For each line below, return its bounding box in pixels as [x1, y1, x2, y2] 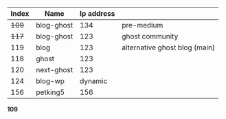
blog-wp [36, 76, 65, 85]
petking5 [36, 87, 65, 97]
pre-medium [121, 21, 163, 30]
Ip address [80, 9, 115, 18]
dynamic [80, 76, 108, 85]
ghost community [121, 32, 179, 41]
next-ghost [36, 65, 74, 74]
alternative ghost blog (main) [121, 43, 215, 52]
